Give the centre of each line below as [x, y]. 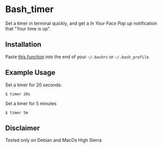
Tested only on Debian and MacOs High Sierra [54, 140]
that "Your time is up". [28, 28]
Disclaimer [23, 128]
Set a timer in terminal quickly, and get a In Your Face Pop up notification [81, 23]
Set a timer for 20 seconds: [34, 85]
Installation [23, 45]
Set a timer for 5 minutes [31, 103]
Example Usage [30, 72]
